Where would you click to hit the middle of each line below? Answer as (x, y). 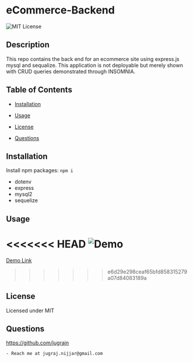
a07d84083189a (127, 278)
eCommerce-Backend (60, 10)
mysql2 (23, 194)
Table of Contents (39, 90)
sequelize (26, 200)
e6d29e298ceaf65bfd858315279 (148, 271)
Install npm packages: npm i (40, 170)
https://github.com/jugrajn (37, 343)
